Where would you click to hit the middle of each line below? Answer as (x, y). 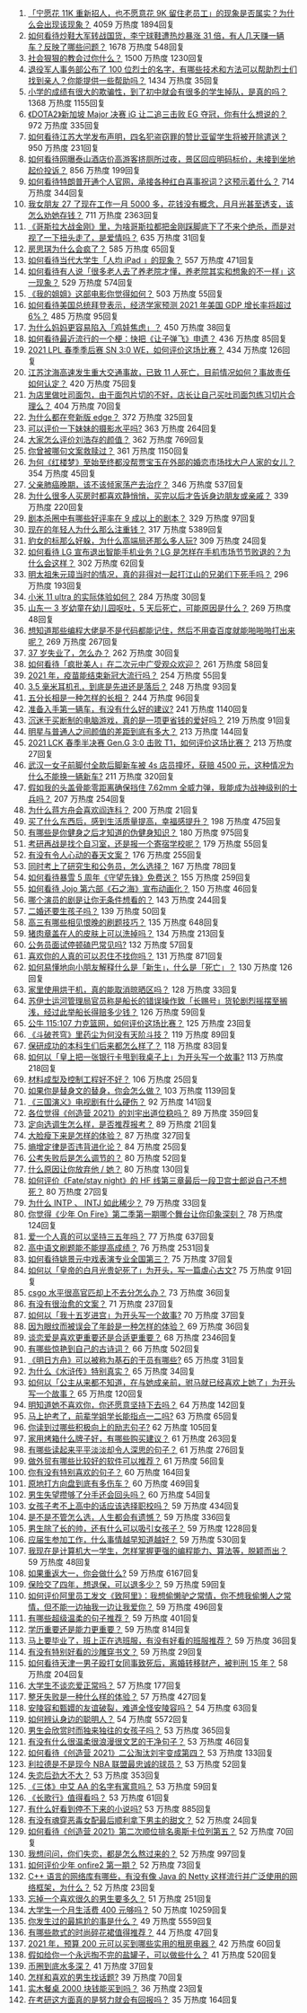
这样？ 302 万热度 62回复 (99, 563)
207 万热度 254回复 (90, 799)
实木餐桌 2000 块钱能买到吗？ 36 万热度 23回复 (116, 1988)
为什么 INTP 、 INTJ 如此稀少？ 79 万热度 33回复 (118, 1203)
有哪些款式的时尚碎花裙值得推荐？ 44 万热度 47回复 (123, 1932)
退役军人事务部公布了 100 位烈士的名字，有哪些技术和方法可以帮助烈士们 (162, 69)
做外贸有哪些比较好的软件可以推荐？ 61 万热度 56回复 (126, 1461)
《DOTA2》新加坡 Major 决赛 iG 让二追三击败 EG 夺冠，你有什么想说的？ (157, 114)
